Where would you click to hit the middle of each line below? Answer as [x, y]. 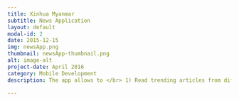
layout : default [31, 27]
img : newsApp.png [33, 47]
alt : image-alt [30, 60]
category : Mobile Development [52, 73]
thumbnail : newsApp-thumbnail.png [59, 54]
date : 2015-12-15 [33, 41]
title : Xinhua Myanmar [41, 14]
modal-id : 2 [25, 34]
